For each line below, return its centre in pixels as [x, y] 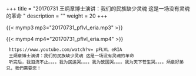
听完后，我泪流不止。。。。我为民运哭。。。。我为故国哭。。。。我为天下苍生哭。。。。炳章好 [94, 62]
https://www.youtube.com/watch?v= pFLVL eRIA [65, 50]
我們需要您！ [28, 68]
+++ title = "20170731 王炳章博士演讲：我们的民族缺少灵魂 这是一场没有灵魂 [98, 8]
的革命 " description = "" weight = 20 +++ [57, 16]
